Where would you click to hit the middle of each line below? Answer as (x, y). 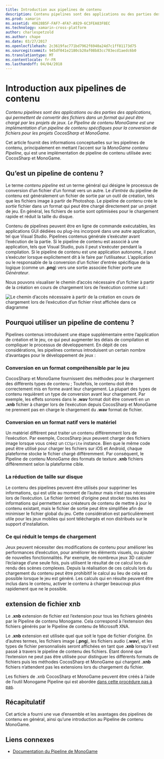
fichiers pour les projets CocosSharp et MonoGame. (58, 133)
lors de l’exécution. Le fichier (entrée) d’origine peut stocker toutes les (76, 498)
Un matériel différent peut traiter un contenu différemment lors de (71, 433)
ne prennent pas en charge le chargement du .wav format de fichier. (74, 409)
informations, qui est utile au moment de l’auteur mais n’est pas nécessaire (80, 492)
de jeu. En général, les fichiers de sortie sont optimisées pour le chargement (82, 211)
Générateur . (18, 272)
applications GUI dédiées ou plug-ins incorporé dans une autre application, (81, 231)
